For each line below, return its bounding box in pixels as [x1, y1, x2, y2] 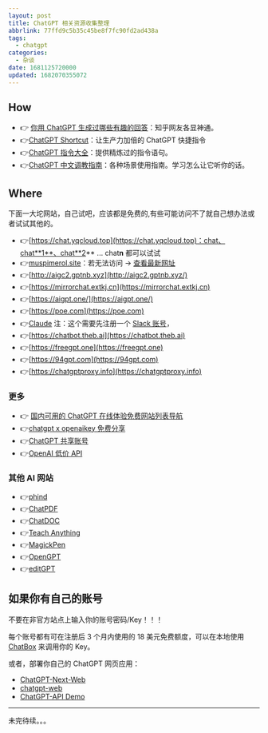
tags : [8, 34, 26, 42]
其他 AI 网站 [8, 472, 53, 484]
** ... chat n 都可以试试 [85, 249, 161, 258]
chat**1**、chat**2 [19, 249, 86, 258]
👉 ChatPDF [19, 504, 58, 513]
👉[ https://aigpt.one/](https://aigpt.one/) [19, 294, 154, 304]
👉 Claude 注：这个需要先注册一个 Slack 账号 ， [19, 319, 174, 329]
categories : [8, 49, 48, 57]
